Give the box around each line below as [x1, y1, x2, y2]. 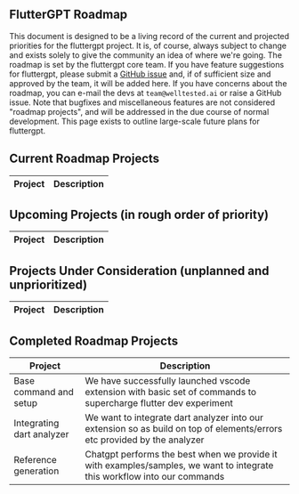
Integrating [13, 417, 60, 430]
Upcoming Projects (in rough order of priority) [9, 207, 270, 223]
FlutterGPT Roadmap [9, 7, 128, 22]
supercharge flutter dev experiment [85, 397, 233, 409]
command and [13, 386, 74, 399]
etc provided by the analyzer [85, 433, 205, 446]
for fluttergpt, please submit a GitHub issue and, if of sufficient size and [9, 69, 271, 79]
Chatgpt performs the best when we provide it [85, 449, 278, 461]
